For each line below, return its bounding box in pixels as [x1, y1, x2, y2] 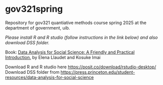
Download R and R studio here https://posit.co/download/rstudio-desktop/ [5, 64, 157, 70]
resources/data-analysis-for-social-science [5, 74, 94, 80]
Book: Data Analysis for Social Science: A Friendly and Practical [5, 49, 135, 55]
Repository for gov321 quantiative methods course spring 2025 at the [5, 20, 147, 26]
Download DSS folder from [5, 69, 60, 75]
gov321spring [5, 3, 63, 15]
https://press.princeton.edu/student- [60, 69, 135, 75]
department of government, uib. [5, 25, 70, 30]
